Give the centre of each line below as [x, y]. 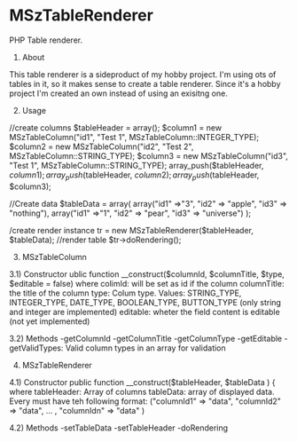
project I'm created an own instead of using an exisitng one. [118, 93]
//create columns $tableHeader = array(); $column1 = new [116, 127]
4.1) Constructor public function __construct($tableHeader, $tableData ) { [142, 382]
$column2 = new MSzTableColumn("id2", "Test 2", [102, 146]
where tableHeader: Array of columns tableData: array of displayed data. [142, 391]
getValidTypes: [36, 348]
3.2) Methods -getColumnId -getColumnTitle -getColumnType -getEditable [146, 338]
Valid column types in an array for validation [145, 348]
